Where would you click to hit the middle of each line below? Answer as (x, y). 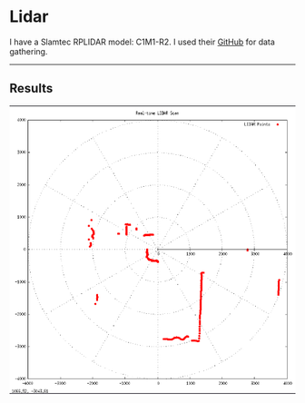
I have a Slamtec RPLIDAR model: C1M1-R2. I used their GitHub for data (142, 42)
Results (31, 88)
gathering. (29, 51)
